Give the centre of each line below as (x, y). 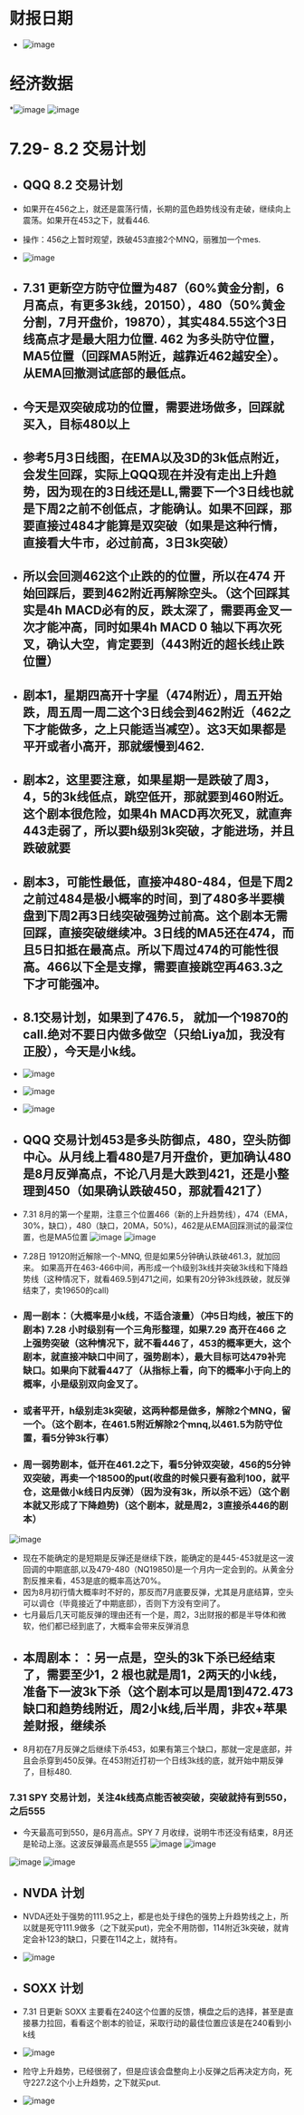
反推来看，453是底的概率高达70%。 (98, 1581)
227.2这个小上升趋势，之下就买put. (95, 2082)
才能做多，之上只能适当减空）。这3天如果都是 (161, 729)
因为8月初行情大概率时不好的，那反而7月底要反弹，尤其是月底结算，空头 (158, 1592)
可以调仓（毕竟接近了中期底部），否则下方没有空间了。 (123, 1603)
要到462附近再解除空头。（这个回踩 (180, 594)
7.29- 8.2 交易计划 (78, 149)
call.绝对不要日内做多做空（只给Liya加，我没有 (154, 1034)
